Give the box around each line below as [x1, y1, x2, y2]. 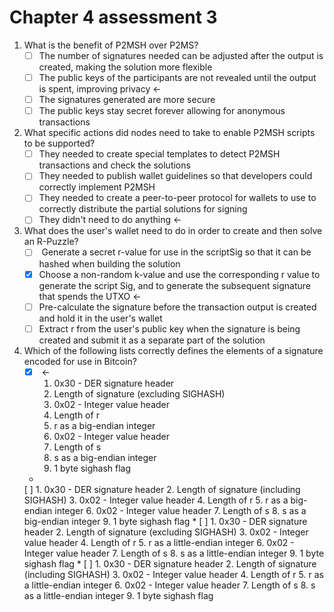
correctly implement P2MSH [38, 181, 156, 193]
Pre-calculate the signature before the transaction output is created [38, 301, 317, 313]
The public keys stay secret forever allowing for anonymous [38, 105, 286, 117]
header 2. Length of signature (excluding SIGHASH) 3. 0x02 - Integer [23, 526, 309, 538]
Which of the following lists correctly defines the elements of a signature [23, 344, 324, 356]
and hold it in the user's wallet [38, 312, 163, 324]
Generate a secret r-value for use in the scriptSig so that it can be [41, 246, 312, 258]
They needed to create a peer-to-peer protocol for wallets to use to [38, 192, 317, 204]
